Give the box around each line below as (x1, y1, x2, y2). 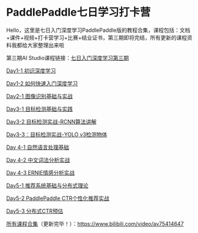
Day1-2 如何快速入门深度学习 (6, 79, 78, 87)
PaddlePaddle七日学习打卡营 (6, 5, 151, 19)
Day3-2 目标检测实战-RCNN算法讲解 (6, 118, 97, 125)
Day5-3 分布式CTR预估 (6, 207, 64, 214)
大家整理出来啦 (26, 41, 64, 49)
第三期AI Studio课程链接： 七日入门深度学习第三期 (6, 54, 129, 61)
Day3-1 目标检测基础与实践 (6, 105, 73, 112)
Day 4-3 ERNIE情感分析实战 (6, 169, 75, 176)
